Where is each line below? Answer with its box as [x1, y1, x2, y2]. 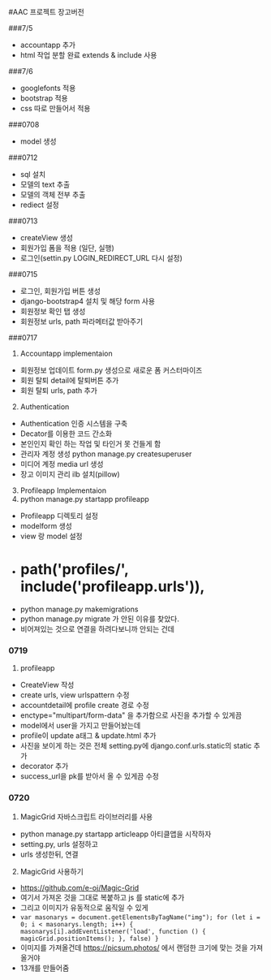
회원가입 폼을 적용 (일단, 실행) [19, 243, 115, 253]
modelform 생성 [19, 521, 73, 530]
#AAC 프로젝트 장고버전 [8, 7, 85, 16]
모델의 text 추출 [19, 179, 71, 189]
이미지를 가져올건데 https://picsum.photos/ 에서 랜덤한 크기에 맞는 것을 [19, 943, 248, 952]
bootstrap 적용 [19, 93, 68, 103]
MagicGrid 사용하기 [19, 866, 84, 876]
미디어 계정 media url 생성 [19, 460, 104, 468]
